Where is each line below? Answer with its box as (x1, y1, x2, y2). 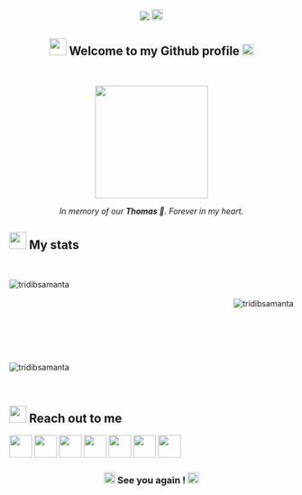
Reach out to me (28, 411, 123, 426)
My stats (28, 237, 79, 252)
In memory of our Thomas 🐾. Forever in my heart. (59, 206, 244, 216)
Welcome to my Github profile (69, 43, 241, 59)
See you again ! (116, 474, 187, 487)
